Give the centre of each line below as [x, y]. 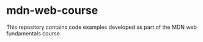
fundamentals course [33, 33]
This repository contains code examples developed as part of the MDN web [102, 27]
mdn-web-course [52, 10]
